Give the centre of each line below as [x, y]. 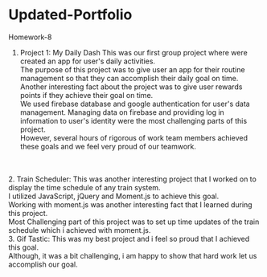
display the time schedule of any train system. [84, 187]
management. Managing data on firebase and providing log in [122, 112]
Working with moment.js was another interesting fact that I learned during [130, 204]
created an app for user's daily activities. [87, 61]
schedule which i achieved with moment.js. [80, 230]
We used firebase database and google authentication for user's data [135, 104]
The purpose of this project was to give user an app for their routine [132, 69]
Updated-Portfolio [70, 15]
